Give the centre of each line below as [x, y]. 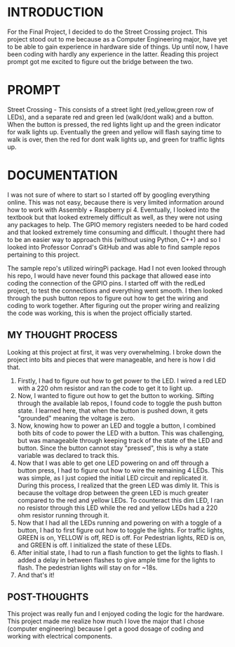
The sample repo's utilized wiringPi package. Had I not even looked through [117, 268]
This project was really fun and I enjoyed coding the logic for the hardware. [116, 614]
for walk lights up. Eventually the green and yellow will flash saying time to [115, 132]
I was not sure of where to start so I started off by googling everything [109, 195]
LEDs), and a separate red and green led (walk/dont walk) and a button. [110, 117]
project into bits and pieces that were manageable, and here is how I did [112, 359]
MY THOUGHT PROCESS [62, 335]
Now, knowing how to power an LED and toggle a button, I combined [116, 425]
